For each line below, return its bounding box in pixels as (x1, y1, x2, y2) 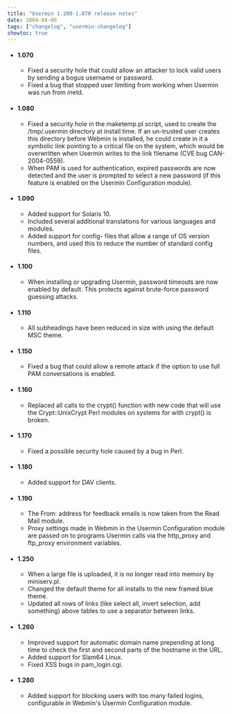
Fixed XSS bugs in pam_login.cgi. (27, 660, 123, 668)
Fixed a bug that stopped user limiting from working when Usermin (27, 81, 219, 89)
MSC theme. (27, 331, 64, 339)
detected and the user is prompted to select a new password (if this (27, 171, 221, 179)
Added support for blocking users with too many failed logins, (27, 691, 204, 699)
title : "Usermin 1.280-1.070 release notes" (7, 10, 138, 17)
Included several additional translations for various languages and (27, 217, 216, 225)
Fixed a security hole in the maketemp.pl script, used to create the (27, 119, 217, 128)
